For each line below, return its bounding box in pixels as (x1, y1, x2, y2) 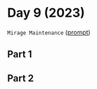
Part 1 (7, 48, 33, 60)
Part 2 (7, 72, 34, 84)
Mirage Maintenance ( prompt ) (7, 28, 91, 36)
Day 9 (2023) (7, 5, 85, 21)
